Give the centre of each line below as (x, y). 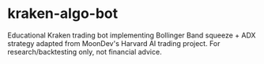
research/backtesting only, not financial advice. (85, 52)
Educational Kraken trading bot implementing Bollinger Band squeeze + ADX (132, 35)
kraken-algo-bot (63, 14)
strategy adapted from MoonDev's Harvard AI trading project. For (114, 43)
